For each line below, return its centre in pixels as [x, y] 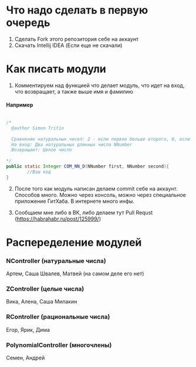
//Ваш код [39, 172]
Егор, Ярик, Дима [28, 329]
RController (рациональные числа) [58, 317]
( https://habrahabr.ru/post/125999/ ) [58, 219]
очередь [28, 23]
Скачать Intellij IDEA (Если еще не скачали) [68, 45]
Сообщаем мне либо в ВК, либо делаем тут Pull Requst [84, 212]
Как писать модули [56, 69]
